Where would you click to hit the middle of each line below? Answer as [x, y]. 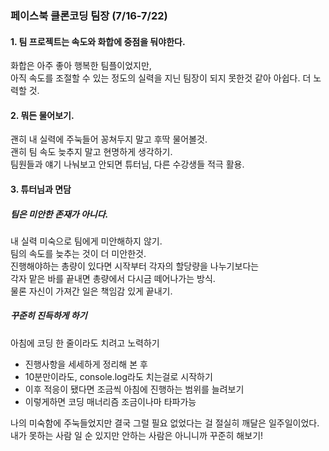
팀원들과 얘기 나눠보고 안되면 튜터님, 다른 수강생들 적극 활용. [127, 164]
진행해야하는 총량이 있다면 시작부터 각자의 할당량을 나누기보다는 [135, 266]
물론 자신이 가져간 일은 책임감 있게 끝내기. [91, 291]
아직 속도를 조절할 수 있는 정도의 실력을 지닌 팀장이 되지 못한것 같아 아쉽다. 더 [161, 78]
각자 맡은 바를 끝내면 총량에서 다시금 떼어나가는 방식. [113, 278]
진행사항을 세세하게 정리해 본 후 [86, 364]
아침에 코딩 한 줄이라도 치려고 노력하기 [85, 343]
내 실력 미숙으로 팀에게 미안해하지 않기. [86, 241]
